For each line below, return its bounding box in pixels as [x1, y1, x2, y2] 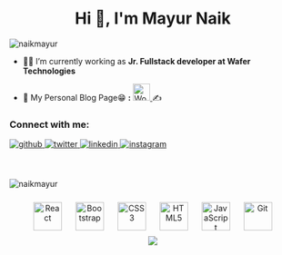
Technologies [22, 65, 76, 76]
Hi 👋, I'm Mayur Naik [75, 8, 231, 29]
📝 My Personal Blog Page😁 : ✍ [22, 92, 162, 103]
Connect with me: [9, 118, 90, 131]
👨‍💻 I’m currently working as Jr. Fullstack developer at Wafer [22, 55, 251, 66]
